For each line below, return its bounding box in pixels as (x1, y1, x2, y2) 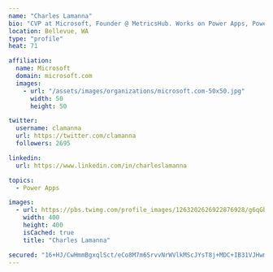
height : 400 (23, 221, 63, 229)
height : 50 (29, 102, 67, 110)
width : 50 (29, 94, 63, 102)
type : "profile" (8, 34, 63, 43)
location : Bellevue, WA (8, 27, 89, 35)
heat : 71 (8, 42, 38, 50)
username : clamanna (15, 124, 82, 132)
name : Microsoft (15, 64, 71, 73)
